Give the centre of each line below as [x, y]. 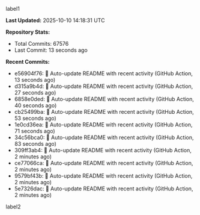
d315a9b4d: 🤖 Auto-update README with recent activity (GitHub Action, [104, 86]
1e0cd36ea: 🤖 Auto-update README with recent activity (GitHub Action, [103, 125]
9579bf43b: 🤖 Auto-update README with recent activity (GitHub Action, [103, 176]
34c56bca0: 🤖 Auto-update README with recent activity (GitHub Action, [104, 137]
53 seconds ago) [35, 118]
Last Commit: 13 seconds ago [51, 50]
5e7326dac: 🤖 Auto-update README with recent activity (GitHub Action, [104, 189]
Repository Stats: [28, 32]
